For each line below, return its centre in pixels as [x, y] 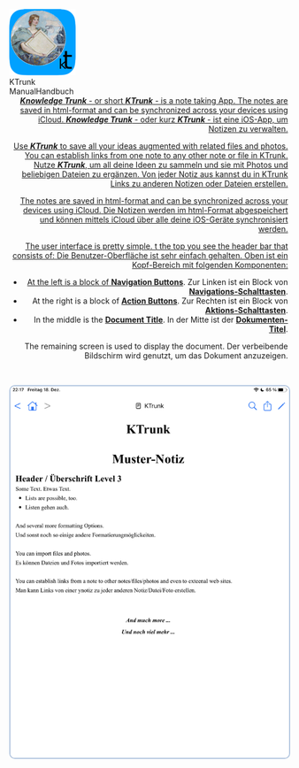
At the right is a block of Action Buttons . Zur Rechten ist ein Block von [160, 301]
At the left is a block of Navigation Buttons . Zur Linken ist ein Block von [157, 282]
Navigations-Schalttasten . [238, 292]
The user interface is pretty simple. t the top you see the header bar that [157, 246]
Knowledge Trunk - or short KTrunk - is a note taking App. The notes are [154, 100]
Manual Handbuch [42, 91]
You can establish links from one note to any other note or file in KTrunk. [157, 155]
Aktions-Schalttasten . [246, 310]
